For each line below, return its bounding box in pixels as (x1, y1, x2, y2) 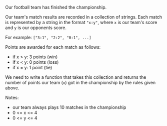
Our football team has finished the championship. (5, 5, 107, 10)
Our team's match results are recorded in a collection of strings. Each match (5, 14, 162, 20)
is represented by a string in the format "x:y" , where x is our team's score (5, 20, 157, 25)
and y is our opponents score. (5, 25, 66, 31)
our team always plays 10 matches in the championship (12, 104, 126, 110)
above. (5, 85, 19, 91)
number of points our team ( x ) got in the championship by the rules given (5, 80, 156, 85)
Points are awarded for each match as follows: (5, 44, 101, 50)
